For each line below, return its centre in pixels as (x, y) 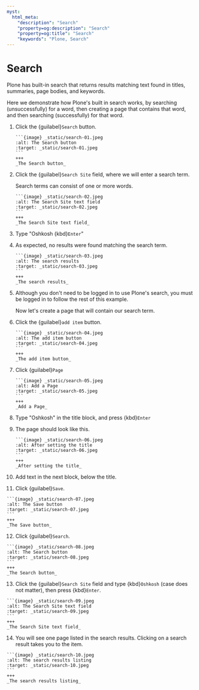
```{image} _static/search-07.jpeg (50, 499)
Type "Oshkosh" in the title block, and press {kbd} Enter (83, 418)
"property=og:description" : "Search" (64, 28)
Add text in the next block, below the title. (66, 477)
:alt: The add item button (48, 338)
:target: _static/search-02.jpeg (56, 207)
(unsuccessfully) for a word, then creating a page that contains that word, (96, 109)
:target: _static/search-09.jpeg (48, 611)
